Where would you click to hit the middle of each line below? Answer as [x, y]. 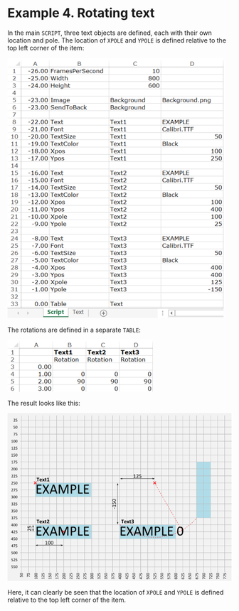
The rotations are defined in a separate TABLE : [74, 330]
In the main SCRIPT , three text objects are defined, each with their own [110, 33]
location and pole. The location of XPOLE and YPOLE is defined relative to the [117, 40]
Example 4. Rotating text [81, 13]
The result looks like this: [44, 403]
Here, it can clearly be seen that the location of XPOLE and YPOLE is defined [116, 592]
